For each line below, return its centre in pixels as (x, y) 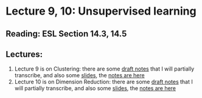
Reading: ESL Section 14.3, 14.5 (66, 34)
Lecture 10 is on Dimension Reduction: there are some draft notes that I (103, 82)
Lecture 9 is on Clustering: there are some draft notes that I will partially (104, 69)
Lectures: (24, 54)
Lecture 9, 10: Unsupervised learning (101, 11)
